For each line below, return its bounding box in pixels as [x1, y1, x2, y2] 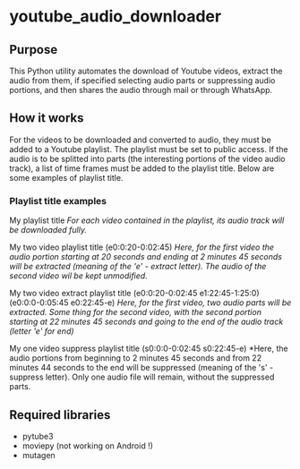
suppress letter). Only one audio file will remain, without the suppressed [9, 371, 275, 382]
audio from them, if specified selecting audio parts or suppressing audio [9, 75, 276, 86]
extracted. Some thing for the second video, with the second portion [9, 307, 262, 318]
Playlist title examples [9, 194, 107, 207]
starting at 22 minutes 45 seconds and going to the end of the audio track [9, 316, 284, 328]
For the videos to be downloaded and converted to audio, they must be [9, 134, 271, 145]
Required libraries [9, 407, 111, 422]
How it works [9, 110, 84, 126]
